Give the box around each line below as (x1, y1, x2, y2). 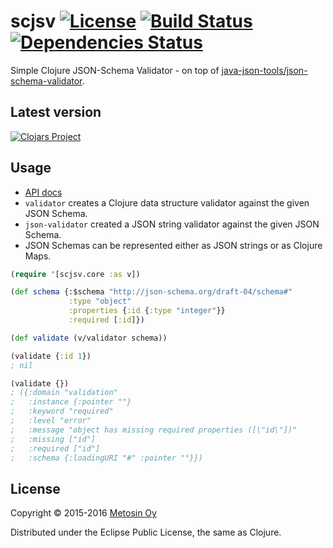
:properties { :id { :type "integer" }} (68, 306, 226, 316)
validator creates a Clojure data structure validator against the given (24, 196, 310, 209)
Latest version (10, 104, 102, 121)
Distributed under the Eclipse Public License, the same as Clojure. (10, 526, 282, 539)
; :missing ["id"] (10, 434, 97, 444)
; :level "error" (10, 416, 92, 426)
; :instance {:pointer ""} (10, 397, 132, 407)
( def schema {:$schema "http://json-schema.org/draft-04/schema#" (10, 287, 293, 297)
